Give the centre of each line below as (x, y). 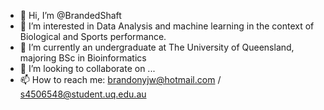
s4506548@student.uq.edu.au (83, 94)
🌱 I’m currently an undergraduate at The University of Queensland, (157, 47)
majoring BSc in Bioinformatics (83, 58)
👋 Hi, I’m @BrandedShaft (70, 15)
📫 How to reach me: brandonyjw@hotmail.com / (120, 79)
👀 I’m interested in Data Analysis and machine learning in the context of (167, 26)
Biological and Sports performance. (93, 36)
